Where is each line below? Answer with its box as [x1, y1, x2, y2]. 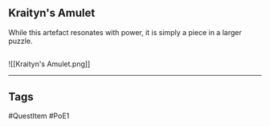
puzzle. [8, 36, 33, 46]
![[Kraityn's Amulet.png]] [8, 59, 91, 69]
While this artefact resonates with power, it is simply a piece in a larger [8, 27, 243, 37]
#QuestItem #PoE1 [8, 111, 70, 121]
